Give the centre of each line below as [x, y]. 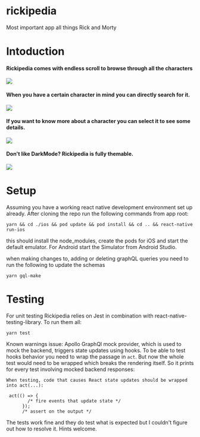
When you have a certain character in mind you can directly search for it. [98, 95]
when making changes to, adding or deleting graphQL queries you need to [97, 258]
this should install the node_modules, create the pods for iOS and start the [97, 240]
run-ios [16, 229]
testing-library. [24, 322]
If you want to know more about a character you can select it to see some [98, 121]
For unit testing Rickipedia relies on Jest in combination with [80, 316]
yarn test [18, 333]
